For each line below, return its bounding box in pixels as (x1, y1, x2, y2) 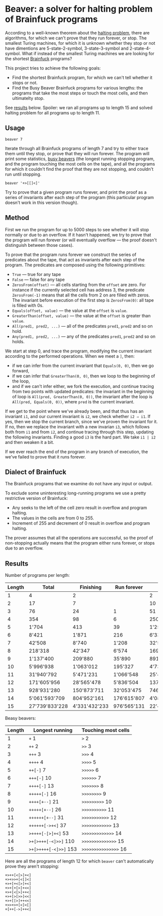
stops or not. (12, 79, 38, 86)
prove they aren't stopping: (5, 863, 59, 869)
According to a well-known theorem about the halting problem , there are (5, 30, 150, 36)
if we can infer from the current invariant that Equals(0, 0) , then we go (12, 363, 154, 368)
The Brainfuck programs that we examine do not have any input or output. (5, 481, 153, 487)
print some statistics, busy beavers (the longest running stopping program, (5, 156, 155, 162)
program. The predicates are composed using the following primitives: (5, 262, 146, 268)
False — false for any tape (12, 276, 65, 282)
